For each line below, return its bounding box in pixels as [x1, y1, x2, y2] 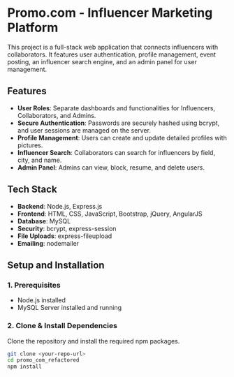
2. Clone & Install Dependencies [7, 321, 117, 331]
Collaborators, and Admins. [17, 111, 96, 119]
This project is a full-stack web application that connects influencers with [7, 43, 219, 51]
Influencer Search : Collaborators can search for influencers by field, [17, 148, 215, 156]
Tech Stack [7, 184, 57, 195]
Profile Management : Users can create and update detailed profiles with [17, 133, 227, 142]
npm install [7, 363, 42, 371]
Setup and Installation [7, 259, 105, 271]
